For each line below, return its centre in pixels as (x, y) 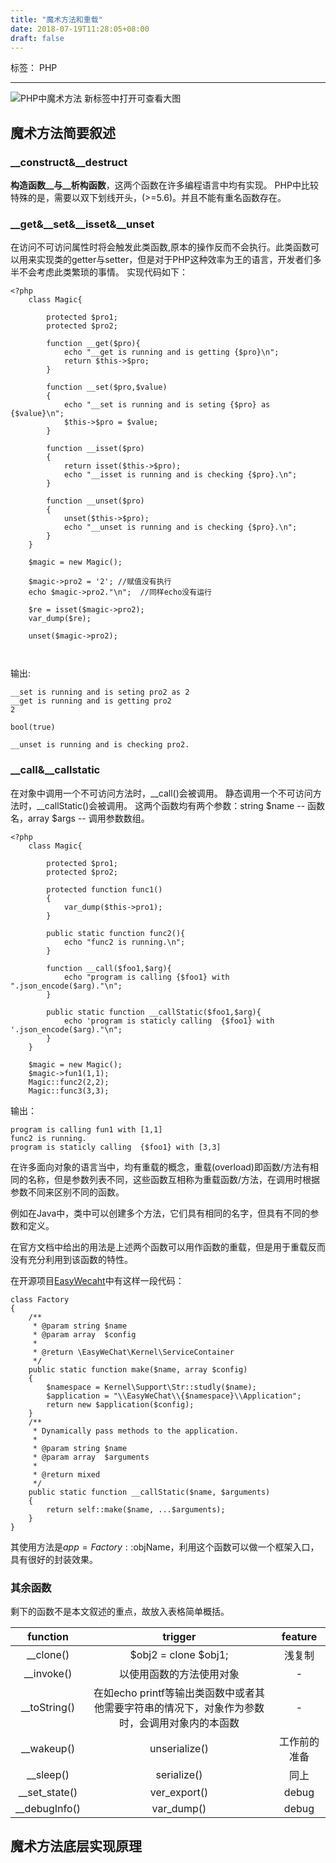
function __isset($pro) (95, 449)
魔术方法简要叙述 (63, 132)
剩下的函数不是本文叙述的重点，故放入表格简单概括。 (120, 1611)
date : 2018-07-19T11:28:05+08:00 (80, 29)
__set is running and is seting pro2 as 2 (100, 692)
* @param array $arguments (91, 1457)
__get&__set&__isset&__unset (82, 224)
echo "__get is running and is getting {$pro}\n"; (171, 352)
